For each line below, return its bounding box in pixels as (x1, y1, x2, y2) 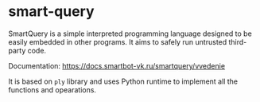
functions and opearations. (8, 84, 97, 94)
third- (228, 37, 247, 46)
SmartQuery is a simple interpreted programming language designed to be (8, 29, 252, 38)
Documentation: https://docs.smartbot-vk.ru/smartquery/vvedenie (8, 61, 225, 70)
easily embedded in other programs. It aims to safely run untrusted (8, 37, 227, 46)
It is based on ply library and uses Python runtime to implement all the (8, 76, 239, 86)
